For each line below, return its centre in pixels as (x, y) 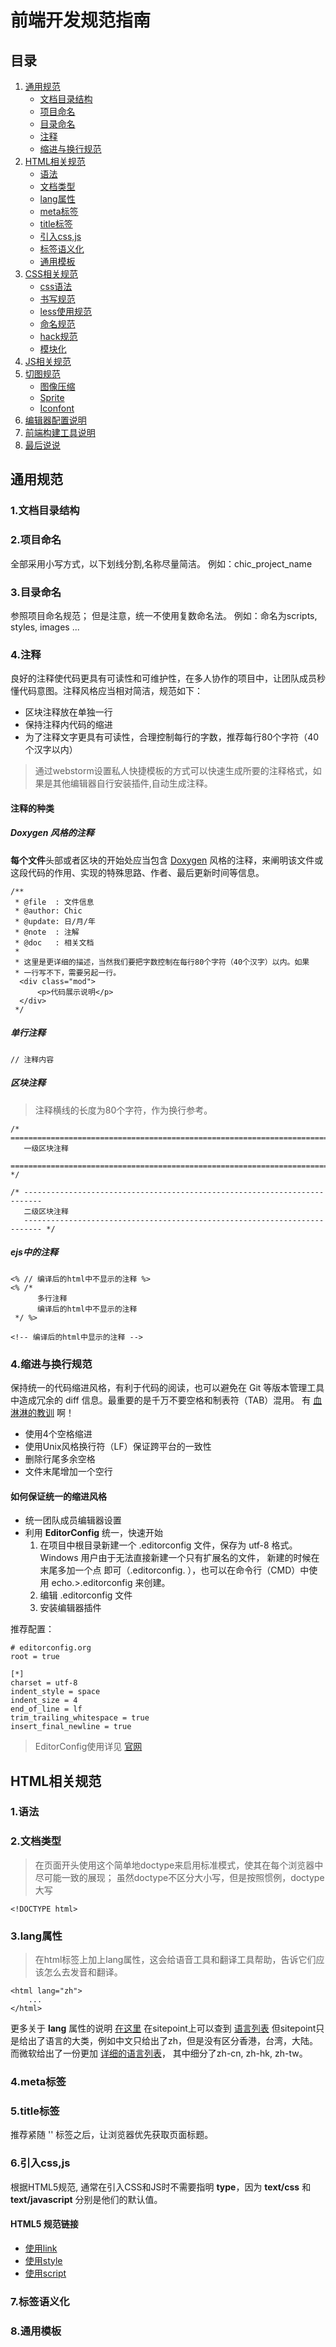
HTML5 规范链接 (44, 2224)
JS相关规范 (48, 361)
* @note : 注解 (47, 932)
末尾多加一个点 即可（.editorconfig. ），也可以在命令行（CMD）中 (174, 1570)
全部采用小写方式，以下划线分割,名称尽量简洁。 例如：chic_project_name (161, 563)
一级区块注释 (46, 1148)
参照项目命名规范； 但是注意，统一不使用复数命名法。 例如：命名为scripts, (164, 615)
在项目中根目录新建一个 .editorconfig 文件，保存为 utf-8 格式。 (168, 1545)
